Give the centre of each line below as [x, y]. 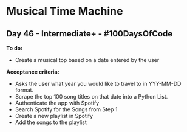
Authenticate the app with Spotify [57, 103]
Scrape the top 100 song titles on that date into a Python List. [91, 96]
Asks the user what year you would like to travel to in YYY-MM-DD [98, 84]
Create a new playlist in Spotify [54, 116]
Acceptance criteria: [33, 72]
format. [24, 90]
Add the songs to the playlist [51, 122]
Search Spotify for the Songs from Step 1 [66, 109]
